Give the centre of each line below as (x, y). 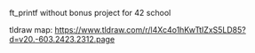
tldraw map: (31, 30)
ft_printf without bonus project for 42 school (90, 13)
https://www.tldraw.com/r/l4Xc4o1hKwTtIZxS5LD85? (150, 30)
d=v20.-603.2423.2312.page (62, 39)
